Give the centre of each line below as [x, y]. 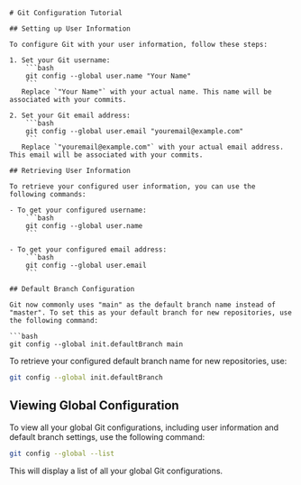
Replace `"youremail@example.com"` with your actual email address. [152, 147]
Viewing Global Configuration [94, 406]
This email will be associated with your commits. [106, 155]
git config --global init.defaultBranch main [96, 344]
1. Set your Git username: [60, 60]
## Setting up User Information [70, 29]
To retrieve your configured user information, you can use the [132, 187]
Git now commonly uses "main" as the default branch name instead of [143, 305]
